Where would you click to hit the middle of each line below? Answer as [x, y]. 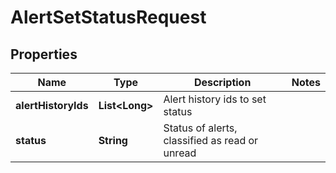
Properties [44, 54]
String [113, 140]
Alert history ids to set [215, 99]
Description [222, 82]
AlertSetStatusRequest [108, 17]
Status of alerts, [200, 128]
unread [180, 153]
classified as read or [211, 140]
